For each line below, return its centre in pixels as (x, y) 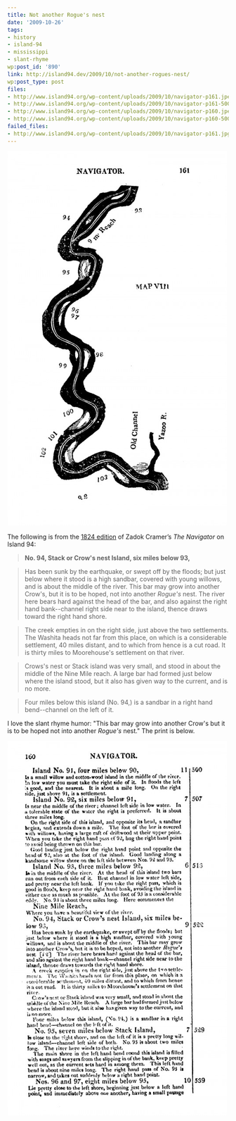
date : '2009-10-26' (36, 22)
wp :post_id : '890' (34, 67)
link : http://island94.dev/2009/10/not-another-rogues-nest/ (99, 74)
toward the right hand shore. (66, 616)
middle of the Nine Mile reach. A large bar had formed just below (118, 673)
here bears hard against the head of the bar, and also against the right (126, 601)
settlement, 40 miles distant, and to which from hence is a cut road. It (125, 645)
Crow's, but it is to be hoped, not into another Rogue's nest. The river (125, 594)
